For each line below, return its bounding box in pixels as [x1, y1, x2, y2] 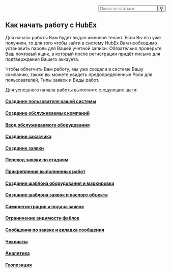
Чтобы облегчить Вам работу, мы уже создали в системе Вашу [5, 66, 144, 72]
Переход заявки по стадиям [5, 157, 69, 163]
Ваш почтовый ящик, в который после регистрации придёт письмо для [5, 51, 160, 57]
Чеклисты [5, 238, 28, 244]
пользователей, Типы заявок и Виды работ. [5, 77, 100, 83]
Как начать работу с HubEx [5, 21, 97, 30]
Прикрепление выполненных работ [5, 168, 85, 175]
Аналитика [5, 250, 30, 256]
